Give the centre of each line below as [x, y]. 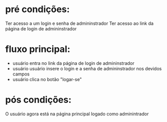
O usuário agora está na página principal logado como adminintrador [77, 114]
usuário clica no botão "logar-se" [47, 79]
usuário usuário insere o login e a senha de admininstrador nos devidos [87, 68]
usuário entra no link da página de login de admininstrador [73, 63]
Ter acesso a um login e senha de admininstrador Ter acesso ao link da [79, 23]
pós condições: [38, 100]
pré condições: [37, 9]
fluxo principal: [38, 49]
